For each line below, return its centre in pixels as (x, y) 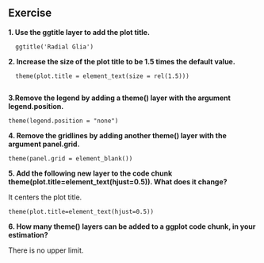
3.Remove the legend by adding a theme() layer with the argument (120, 98)
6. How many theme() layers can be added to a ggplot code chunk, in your (132, 226)
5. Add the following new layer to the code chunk (90, 173)
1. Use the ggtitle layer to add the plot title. (79, 32)
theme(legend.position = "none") (63, 121)
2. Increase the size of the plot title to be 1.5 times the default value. (122, 61)
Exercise (30, 13)
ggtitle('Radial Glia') (54, 47)
